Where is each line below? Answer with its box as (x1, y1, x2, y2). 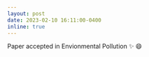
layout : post (7, 10, 45, 17)
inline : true (7, 23, 45, 30)
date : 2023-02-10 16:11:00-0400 (7, 17, 101, 24)
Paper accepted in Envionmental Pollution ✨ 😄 (7, 42, 142, 51)
